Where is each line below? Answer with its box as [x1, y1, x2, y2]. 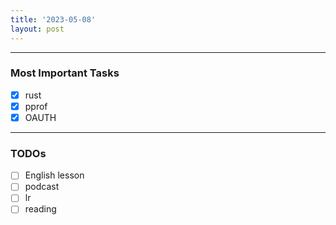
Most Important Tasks [10, 66, 120, 80]
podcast [24, 181, 60, 193]
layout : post [10, 24, 65, 34]
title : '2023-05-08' [10, 14, 97, 25]
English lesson [24, 169, 85, 181]
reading [24, 203, 57, 215]
